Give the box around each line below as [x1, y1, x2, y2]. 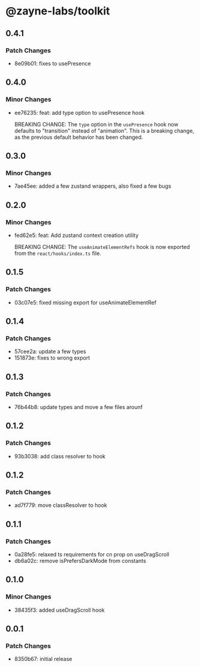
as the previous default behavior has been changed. [14, 134, 143, 141]
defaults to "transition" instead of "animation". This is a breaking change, [14, 127, 195, 134]
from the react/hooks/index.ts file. [14, 250, 101, 257]
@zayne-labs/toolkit [5, 4, 110, 18]
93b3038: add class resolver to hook [14, 452, 106, 460]
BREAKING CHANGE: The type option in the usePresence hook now [14, 120, 179, 128]
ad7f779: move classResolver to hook [14, 502, 107, 509]
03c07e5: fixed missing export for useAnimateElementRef [14, 299, 157, 306]
